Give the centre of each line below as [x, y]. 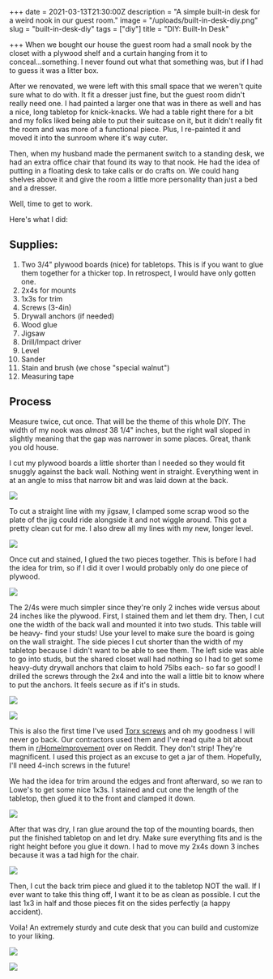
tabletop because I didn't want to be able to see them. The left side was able [137, 650]
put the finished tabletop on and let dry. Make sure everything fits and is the [136, 837]
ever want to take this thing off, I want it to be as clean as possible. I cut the [135, 894]
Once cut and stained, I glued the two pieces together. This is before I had [133, 559]
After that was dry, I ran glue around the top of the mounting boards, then [132, 829]
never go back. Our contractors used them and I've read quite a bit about [131, 739]
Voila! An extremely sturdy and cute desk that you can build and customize [134, 927]
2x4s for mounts [48, 290]
